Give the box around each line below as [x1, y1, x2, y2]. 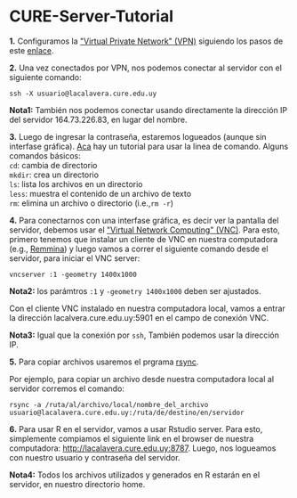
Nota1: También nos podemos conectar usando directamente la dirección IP [9, 104, 288, 115]
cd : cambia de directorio [9, 159, 98, 170]
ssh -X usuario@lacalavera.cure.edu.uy [9, 89, 157, 98]
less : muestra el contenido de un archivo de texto [9, 188, 192, 199]
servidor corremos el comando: [9, 383, 124, 394]
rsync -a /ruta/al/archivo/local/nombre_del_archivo [9, 400, 209, 409]
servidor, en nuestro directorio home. [9, 478, 146, 489]
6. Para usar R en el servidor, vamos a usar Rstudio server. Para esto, [9, 423, 263, 434]
